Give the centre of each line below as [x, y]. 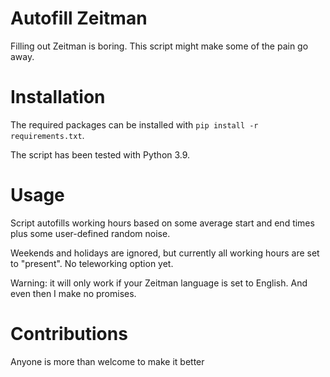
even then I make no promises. [73, 293]
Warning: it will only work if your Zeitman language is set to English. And [159, 283]
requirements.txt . [47, 135]
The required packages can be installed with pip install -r [134, 124]
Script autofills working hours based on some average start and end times [162, 223]
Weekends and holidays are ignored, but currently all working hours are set [165, 253]
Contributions [69, 334]
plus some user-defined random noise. [90, 233]
